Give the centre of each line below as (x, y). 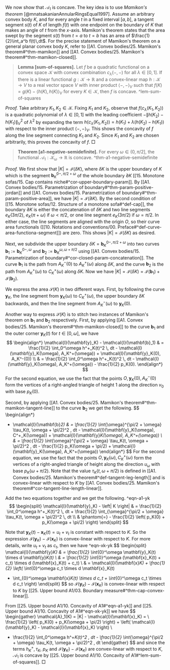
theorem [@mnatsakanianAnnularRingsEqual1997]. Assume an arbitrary (80, 14)
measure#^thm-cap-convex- (134, 590)
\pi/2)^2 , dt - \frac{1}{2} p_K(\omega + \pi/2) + (62, 446)
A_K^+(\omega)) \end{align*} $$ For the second (114, 451)
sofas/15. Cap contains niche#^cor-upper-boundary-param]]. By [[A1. (78, 182)
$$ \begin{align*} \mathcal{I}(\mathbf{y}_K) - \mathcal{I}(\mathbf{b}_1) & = (85, 342)
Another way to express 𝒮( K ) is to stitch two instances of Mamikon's (77, 314)
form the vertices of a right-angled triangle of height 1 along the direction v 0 (84, 386)
